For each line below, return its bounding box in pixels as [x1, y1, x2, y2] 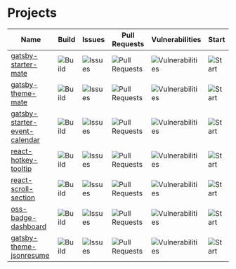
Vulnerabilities [151, 34, 202, 44]
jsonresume [11, 250, 50, 260]
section [11, 193, 36, 202]
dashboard [11, 221, 47, 231]
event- [11, 126, 34, 136]
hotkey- [11, 155, 39, 165]
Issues [81, 34, 105, 44]
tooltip [11, 163, 32, 173]
